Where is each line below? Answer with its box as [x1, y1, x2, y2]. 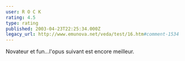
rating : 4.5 [5, 14, 36, 21]
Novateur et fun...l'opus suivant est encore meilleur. [5, 48, 134, 55]
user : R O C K [5, 8, 42, 15]
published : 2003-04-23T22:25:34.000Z [5, 25, 101, 32]
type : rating [5, 20, 39, 26]
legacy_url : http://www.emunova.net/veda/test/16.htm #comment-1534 [5, 31, 180, 37]
